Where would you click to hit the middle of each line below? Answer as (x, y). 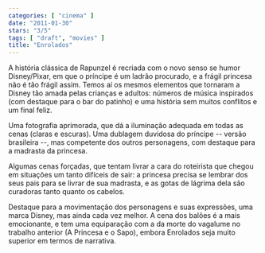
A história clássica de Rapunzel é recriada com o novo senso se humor (125, 68)
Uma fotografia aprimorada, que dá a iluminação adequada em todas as (126, 126)
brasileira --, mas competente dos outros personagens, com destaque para (132, 142)
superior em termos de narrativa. (62, 241)
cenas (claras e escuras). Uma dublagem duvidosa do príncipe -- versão (127, 134)
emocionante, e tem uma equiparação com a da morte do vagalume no (125, 224)
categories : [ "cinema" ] (51, 16)
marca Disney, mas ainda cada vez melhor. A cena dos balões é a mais (124, 216)
